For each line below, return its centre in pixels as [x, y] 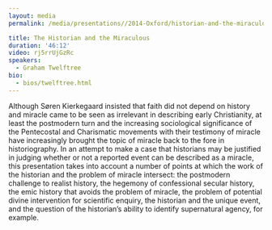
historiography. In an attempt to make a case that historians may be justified [135, 148]
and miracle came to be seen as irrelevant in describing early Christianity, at [135, 115]
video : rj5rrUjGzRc [41, 53]
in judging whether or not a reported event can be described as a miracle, [131, 157]
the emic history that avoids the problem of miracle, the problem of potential [136, 191]
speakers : [25, 61]
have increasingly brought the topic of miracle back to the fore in [117, 140]
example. [23, 217]
